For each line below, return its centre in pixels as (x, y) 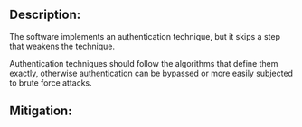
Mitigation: (41, 111)
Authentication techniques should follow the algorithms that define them (144, 63)
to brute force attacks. (51, 82)
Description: (45, 15)
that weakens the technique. (62, 46)
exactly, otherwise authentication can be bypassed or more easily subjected (151, 73)
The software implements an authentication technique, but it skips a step (145, 36)
